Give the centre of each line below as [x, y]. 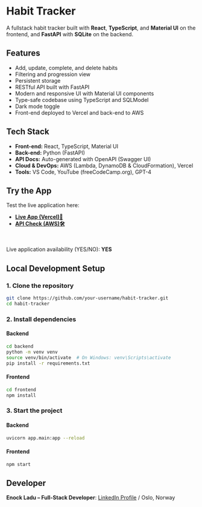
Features [23, 53]
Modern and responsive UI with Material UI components [84, 93]
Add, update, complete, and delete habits [66, 68]
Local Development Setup [56, 268]
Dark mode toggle [37, 106]
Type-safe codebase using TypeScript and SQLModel [82, 100]
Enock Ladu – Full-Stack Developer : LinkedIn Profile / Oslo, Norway [91, 498]
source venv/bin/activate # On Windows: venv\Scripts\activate [89, 357]
